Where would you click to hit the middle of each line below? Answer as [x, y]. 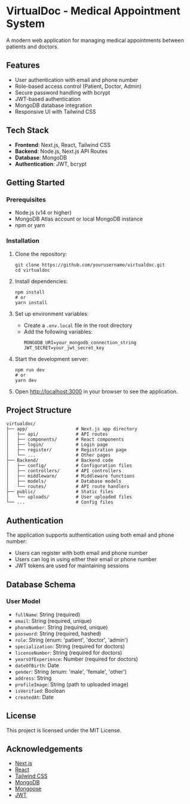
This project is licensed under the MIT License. [64, 730]
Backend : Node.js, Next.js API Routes [61, 151]
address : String [33, 678]
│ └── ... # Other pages [59, 456]
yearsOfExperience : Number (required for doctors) [76, 659]
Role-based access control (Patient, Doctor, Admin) [78, 86]
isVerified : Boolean [40, 690]
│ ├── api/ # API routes [57, 435]
